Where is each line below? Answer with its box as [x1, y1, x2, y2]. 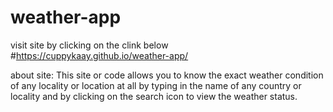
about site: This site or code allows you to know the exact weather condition [10, 69, 324, 81]
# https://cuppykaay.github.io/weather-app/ [10, 49, 189, 61]
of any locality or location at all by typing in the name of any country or [10, 79, 302, 91]
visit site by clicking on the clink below [10, 39, 169, 51]
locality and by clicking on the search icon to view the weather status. [10, 90, 298, 102]
